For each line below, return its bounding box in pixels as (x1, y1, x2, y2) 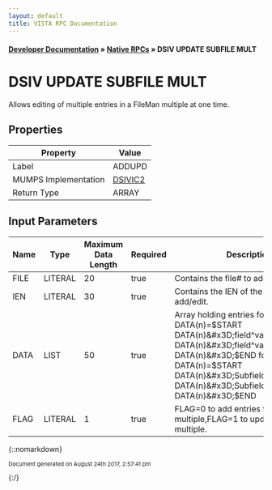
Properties (8, 123, 63, 137)
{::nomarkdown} (8, 444, 63, 454)
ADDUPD (113, 160, 147, 172)
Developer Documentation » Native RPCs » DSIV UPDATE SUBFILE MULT (8, 45, 257, 54)
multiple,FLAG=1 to (174, 413, 249, 424)
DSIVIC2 (113, 173, 146, 185)
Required (130, 249, 168, 260)
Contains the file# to (174, 272, 252, 283)
